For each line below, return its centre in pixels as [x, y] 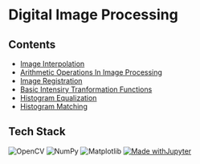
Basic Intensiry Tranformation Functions [86, 89]
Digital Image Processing [93, 15]
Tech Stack [37, 131]
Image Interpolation [52, 64]
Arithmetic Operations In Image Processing [91, 72]
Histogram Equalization [58, 98]
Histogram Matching [54, 107]
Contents [32, 45]
